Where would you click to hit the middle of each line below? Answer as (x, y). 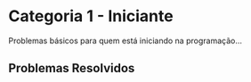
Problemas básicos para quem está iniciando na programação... (125, 41)
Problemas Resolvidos (72, 68)
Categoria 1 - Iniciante (91, 16)
